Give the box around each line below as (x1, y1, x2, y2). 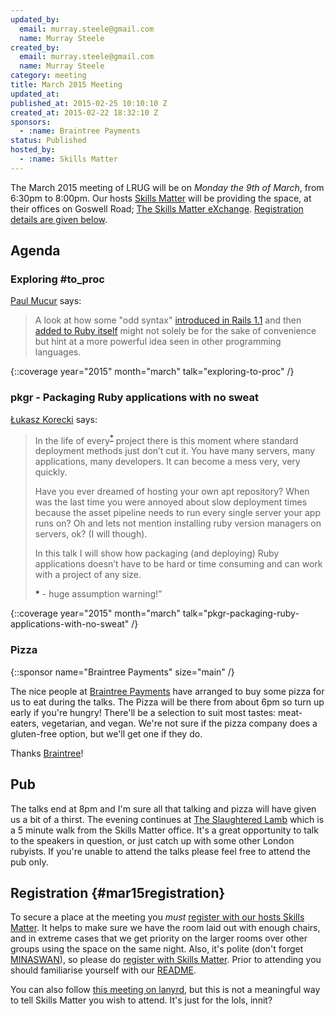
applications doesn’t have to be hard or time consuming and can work (34, 558, 323, 570)
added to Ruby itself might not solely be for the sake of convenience (34, 325, 317, 337)
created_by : (10, 42, 60, 53)
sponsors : (10, 117, 52, 127)
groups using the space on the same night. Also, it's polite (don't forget (10, 943, 304, 955)
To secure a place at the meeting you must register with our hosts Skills (10, 911, 305, 923)
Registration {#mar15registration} (10, 884, 226, 901)
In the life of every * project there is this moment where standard (34, 432, 299, 446)
